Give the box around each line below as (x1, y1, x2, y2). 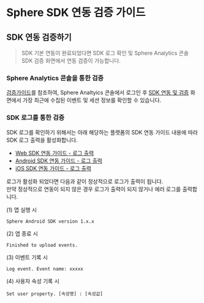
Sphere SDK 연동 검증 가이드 (6, 6, 146, 20)
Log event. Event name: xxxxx (6, 266, 84, 272)
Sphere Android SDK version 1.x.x (6, 218, 95, 224)
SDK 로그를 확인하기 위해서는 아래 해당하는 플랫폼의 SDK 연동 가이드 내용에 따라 (6, 128, 198, 136)
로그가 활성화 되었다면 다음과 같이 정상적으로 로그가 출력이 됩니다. (6, 177, 164, 185)
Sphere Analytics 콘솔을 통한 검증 (6, 74, 104, 82)
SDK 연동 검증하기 (6, 32, 72, 42)
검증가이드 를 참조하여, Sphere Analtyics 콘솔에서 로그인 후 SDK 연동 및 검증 (6, 89, 189, 96)
